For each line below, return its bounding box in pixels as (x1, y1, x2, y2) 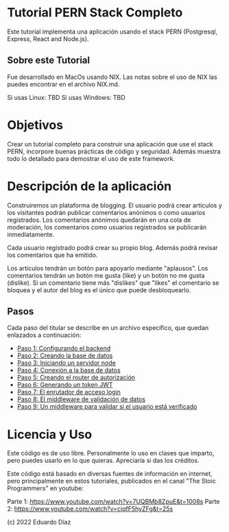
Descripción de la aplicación (7, 178, 172, 194)
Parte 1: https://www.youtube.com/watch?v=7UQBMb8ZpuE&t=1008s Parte (7, 498, 221, 506)
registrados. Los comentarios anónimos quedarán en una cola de (7, 216, 191, 224)
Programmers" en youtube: (7, 484, 84, 492)
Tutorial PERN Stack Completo (7, 5, 183, 21)
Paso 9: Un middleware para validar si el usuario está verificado (16, 403, 197, 411)
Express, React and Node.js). (7, 34, 89, 42)
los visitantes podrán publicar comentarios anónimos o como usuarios (7, 208, 206, 216)
